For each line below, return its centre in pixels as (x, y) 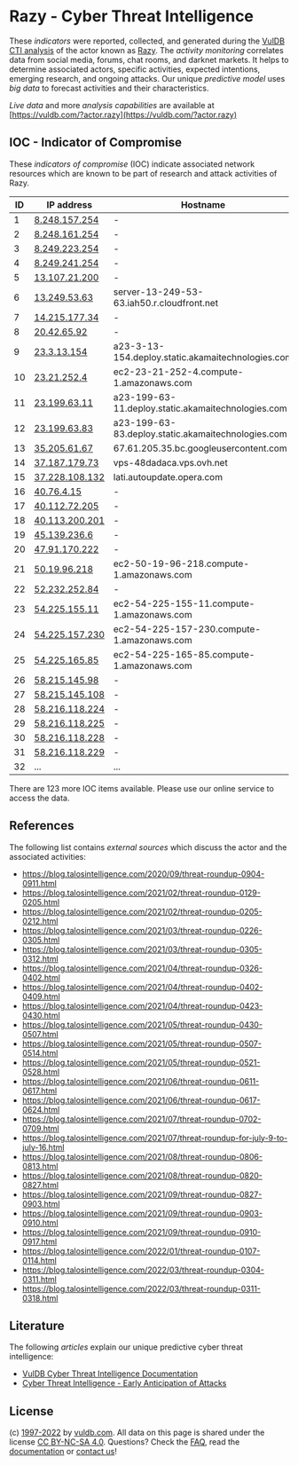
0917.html (39, 1241)
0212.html (40, 921)
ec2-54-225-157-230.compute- (187, 629)
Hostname (203, 204)
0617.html (39, 1091)
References (42, 826)
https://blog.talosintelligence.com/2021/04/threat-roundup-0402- (142, 987)
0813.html (40, 1166)
